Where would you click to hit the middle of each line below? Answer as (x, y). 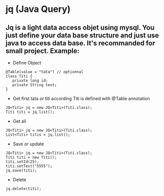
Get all (19, 121)
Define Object (27, 63)
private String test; (34, 85)
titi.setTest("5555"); (29, 166)
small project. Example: (43, 51)
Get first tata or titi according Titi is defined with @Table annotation (81, 98)
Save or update (28, 144)
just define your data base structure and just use (82, 35)
